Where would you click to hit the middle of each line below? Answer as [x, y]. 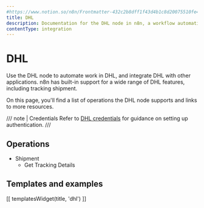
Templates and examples [55, 184]
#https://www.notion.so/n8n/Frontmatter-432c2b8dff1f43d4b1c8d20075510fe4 [103, 12]
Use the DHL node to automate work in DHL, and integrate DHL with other [99, 76]
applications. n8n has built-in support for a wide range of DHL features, [96, 82]
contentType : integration [39, 29]
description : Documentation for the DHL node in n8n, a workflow [90, 23]
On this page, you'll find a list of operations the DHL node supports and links [102, 100]
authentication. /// [29, 125]
